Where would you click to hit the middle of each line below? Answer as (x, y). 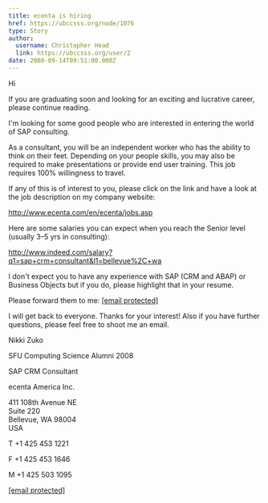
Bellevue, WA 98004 (42, 419)
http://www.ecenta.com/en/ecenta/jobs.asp (81, 212)
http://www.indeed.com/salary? (61, 252)
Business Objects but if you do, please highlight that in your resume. (121, 284)
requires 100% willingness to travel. (67, 173)
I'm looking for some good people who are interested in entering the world (131, 123)
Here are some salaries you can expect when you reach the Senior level (127, 228)
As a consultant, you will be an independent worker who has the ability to (129, 147)
